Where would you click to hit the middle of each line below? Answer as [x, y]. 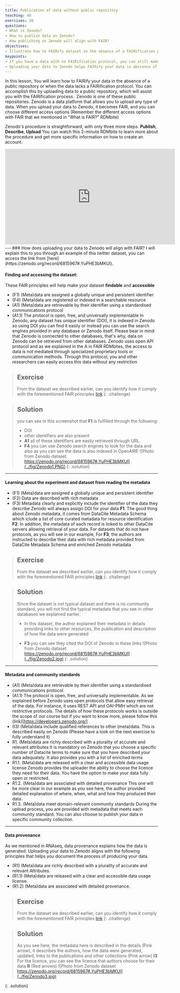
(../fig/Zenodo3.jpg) [37, 976]
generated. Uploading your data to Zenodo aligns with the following [72, 851]
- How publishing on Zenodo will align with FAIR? [57, 41]
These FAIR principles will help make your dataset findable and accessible [80, 285]
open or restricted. [31, 778]
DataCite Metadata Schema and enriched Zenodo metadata [72, 545]
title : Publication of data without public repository [62, 10]
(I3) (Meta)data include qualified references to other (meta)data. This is [83, 727]
